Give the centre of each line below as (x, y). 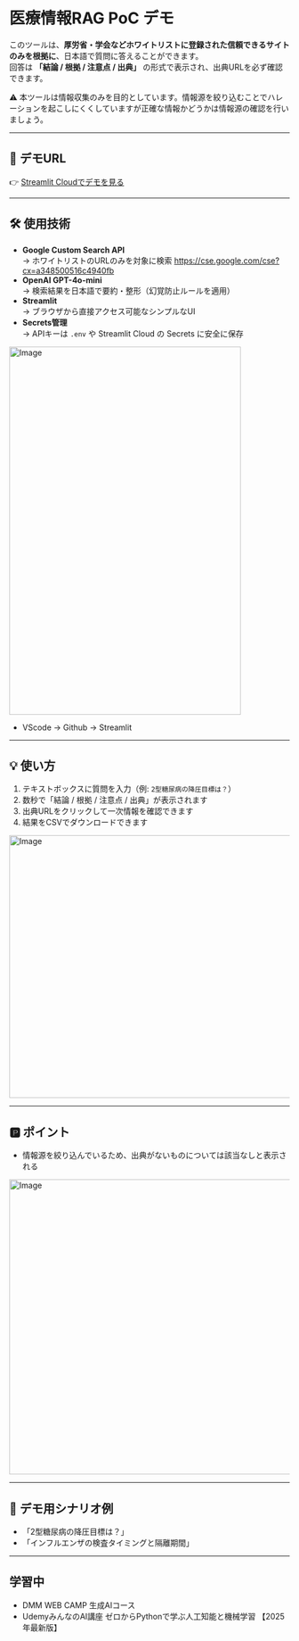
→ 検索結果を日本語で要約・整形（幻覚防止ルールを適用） (129, 290)
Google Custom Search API (73, 250)
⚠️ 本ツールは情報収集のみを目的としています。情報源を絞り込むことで (139, 97)
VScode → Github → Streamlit (77, 727)
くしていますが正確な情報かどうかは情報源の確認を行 (184, 108)
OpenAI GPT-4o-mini (62, 280)
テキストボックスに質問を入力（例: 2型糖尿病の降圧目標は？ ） (129, 789)
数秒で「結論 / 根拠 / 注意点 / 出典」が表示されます (115, 800)
